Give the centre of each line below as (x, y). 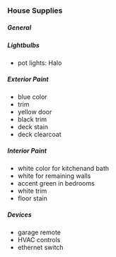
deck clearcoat (39, 135)
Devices (19, 215)
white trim (32, 191)
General (19, 28)
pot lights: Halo (40, 63)
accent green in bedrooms (56, 184)
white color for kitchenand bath (63, 169)
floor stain (32, 198)
